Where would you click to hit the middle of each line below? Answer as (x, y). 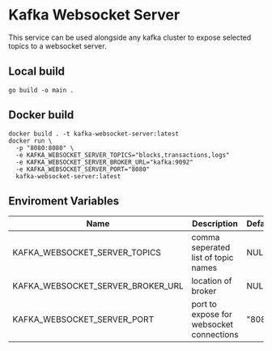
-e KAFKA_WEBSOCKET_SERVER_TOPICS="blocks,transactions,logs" (123, 155)
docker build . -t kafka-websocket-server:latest (94, 134)
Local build (37, 72)
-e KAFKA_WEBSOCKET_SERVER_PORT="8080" (83, 169)
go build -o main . (41, 90)
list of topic (212, 258)
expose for (212, 315)
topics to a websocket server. (57, 45)
